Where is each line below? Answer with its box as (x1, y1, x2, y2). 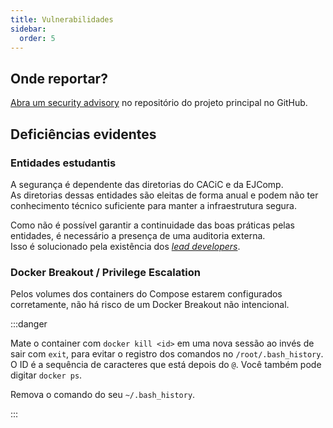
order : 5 (19, 33, 56, 43)
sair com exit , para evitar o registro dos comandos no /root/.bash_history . (10, 348, 324, 360)
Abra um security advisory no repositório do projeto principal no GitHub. (10, 97, 308, 109)
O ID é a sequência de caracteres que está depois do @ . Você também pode (10, 359, 322, 371)
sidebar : (10, 24, 47, 34)
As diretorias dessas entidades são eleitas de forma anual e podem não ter (10, 189, 319, 201)
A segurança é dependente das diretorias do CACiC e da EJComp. (10, 178, 284, 190)
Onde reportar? (10, 70, 108, 87)
